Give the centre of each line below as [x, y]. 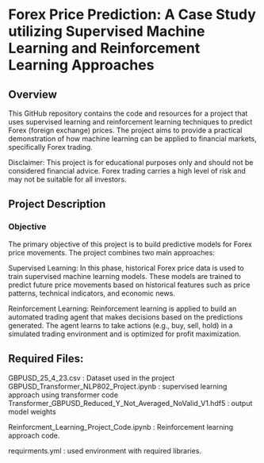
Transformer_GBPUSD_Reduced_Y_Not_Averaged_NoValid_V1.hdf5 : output [130, 403]
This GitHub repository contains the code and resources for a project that [128, 113]
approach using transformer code [63, 395]
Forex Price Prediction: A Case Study [132, 15]
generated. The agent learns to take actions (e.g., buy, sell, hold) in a [121, 325]
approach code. [34, 435]
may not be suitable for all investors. [67, 179]
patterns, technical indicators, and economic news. [92, 293]
